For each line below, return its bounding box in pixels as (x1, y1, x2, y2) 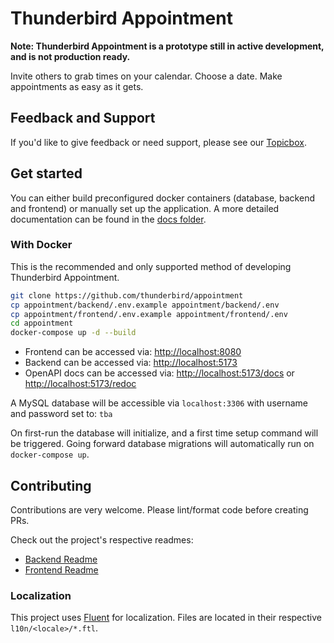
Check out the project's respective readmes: (10, 534, 194, 546)
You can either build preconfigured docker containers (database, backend (10, 192, 315, 204)
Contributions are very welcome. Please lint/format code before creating (10, 504, 309, 516)
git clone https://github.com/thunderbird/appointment (10, 290, 244, 301)
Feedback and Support (10, 110, 156, 127)
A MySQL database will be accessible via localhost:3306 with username (10, 397, 308, 409)
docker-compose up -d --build (10, 328, 137, 338)
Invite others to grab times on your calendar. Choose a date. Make (10, 70, 283, 82)
